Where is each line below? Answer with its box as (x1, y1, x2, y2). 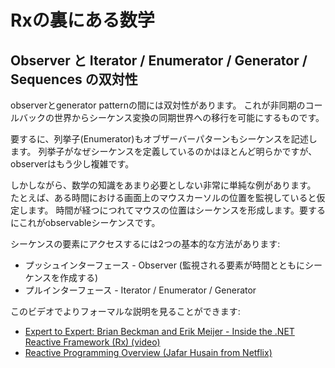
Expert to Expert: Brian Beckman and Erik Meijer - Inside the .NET (24, 326, 295, 337)
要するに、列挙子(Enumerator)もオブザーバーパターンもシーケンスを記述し (10, 133, 318, 145)
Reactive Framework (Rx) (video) (24, 336, 161, 348)
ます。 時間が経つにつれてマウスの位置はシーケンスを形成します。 (27, 204, 300, 216)
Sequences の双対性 (10, 71, 138, 88)
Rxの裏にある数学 (10, 9, 155, 32)
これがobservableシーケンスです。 (18, 217, 161, 228)
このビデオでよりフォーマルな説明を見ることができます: (10, 306, 241, 317)
